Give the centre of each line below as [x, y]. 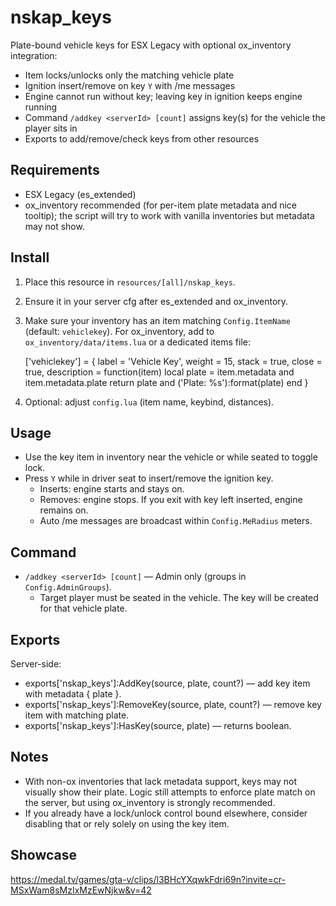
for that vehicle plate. [83, 608]
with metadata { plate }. [73, 694]
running [41, 107]
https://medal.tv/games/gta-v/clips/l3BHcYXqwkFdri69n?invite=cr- [148, 879]
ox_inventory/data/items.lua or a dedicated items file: [137, 342]
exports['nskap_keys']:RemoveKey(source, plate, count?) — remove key [173, 704]
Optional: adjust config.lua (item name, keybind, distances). [149, 402]
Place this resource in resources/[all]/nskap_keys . [130, 282]
